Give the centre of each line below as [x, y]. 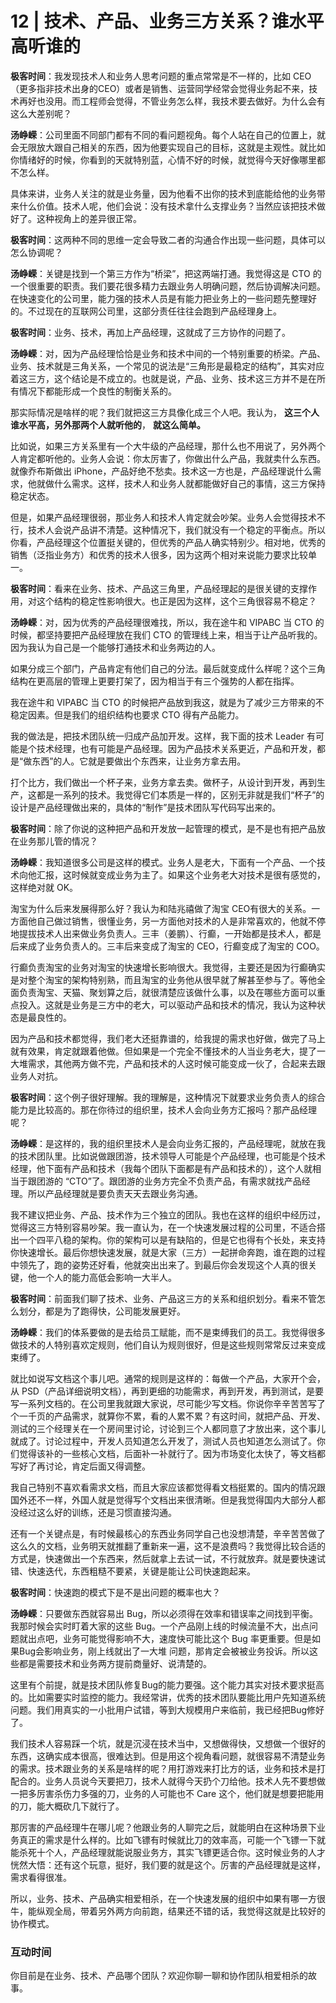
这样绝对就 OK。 [44, 887]
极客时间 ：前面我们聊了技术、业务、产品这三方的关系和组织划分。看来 [155, 1298]
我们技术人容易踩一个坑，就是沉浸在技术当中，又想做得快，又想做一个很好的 [168, 1743]
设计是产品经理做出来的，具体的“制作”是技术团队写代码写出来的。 [146, 807]
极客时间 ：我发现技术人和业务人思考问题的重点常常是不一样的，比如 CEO [161, 76]
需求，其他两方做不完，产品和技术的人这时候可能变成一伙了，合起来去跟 [176, 1063]
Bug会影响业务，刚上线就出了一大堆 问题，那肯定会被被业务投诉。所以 [164, 1651]
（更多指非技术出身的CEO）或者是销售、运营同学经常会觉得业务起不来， [160, 88]
